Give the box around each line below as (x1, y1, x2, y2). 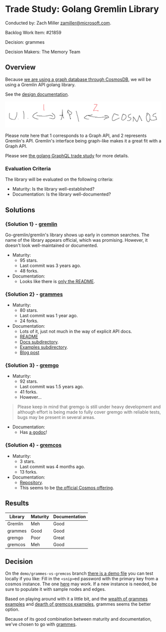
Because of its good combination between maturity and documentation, (5, 616, 152, 622)
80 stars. (19, 307, 38, 313)
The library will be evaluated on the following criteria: (5, 176, 114, 182)
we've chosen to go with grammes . (5, 622, 77, 628)
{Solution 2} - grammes (5, 290, 63, 297)
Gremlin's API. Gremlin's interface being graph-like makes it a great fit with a (5, 138, 162, 143)
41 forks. (19, 389, 38, 395)
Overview (5, 63, 36, 71)
